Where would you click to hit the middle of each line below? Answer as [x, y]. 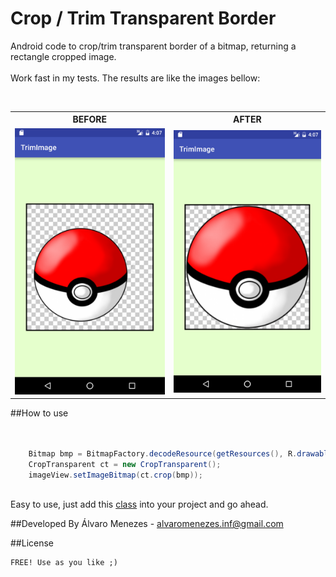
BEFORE [90, 119]
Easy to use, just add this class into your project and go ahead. [139, 504]
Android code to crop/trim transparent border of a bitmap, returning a [153, 46]
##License [32, 543]
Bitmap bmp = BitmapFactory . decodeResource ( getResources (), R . [163, 453]
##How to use [39, 413]
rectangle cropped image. [63, 56]
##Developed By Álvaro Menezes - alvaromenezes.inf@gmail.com [147, 524]
